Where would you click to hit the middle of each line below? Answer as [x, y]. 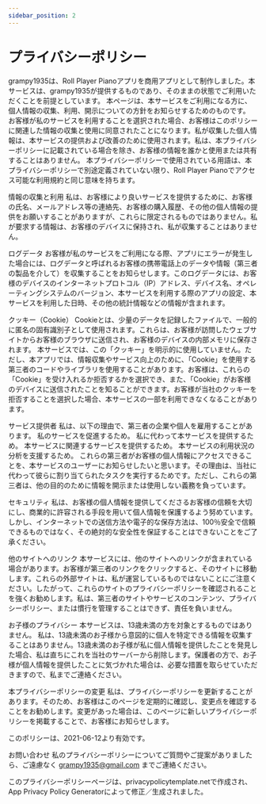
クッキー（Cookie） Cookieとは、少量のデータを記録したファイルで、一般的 [133, 320]
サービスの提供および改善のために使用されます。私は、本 [129, 140]
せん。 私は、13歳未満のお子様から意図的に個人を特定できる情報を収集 [130, 634]
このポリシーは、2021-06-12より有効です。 [79, 737]
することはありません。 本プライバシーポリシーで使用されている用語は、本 [130, 160]
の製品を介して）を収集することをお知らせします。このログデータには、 [125, 273]
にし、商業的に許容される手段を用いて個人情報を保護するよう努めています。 [133, 511]
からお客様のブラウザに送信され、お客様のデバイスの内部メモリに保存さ [140, 339]
